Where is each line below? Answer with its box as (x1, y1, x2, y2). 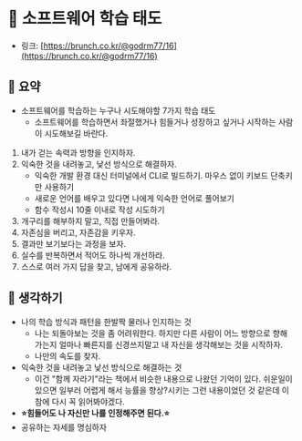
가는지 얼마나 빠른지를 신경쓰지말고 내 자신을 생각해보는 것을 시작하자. (34, 339, 284, 350)
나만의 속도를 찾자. (34, 350, 101, 361)
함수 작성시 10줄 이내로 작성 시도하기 (34, 204, 165, 215)
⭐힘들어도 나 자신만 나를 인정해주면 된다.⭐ (20, 407, 170, 418)
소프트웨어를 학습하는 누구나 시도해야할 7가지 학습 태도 (20, 105, 216, 116)
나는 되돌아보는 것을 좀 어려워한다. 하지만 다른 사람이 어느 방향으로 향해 (34, 327, 288, 338)
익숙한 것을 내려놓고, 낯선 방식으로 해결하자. (20, 159, 178, 169)
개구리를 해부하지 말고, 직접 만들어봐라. (20, 215, 161, 226)
